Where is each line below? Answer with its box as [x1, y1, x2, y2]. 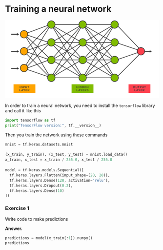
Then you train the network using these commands [5, 132, 108, 138]
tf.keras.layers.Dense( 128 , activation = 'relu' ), [9, 178, 110, 183]
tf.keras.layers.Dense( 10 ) [9, 188, 64, 193]
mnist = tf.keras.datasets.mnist [5, 142, 73, 147]
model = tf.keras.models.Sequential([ [5, 167, 84, 173]
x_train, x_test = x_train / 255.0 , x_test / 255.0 [5, 157, 112, 162]
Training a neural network [5, 3, 112, 15]
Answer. [5, 226, 23, 231]
